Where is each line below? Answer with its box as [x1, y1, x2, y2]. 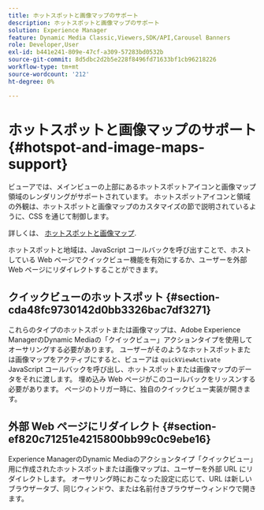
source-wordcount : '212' [8, 70, 90, 78]
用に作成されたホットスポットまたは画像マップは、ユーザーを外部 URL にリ [8, 464, 254, 474]
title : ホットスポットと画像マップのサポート [8, 11, 139, 20]
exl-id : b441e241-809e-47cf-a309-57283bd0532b [8, 48, 164, 56]
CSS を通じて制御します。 [28, 212, 113, 221]
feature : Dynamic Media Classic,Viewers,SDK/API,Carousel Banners [8, 33, 231, 42]
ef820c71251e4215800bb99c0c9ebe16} [8, 432, 211, 446]
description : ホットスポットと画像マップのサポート [8, 19, 160, 27]
